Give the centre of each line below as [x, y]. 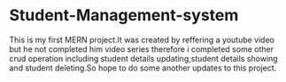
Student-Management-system [124, 15]
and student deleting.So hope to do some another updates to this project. [143, 68]
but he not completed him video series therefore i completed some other [142, 48]
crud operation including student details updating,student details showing [143, 58]
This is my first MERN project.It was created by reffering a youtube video [142, 40]
